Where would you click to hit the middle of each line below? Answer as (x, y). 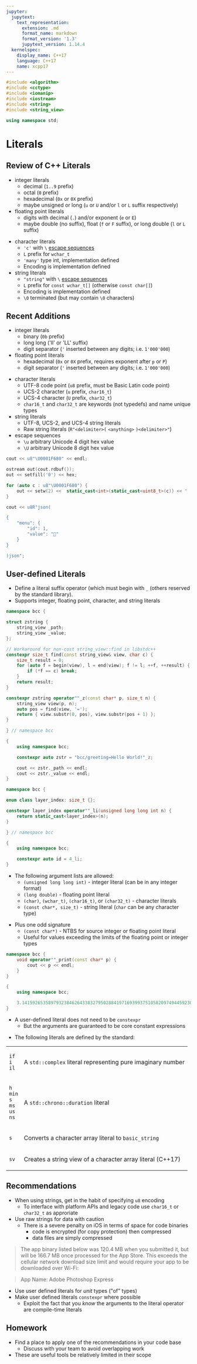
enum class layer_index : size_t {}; (51, 800)
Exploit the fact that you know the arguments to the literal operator (103, 1303)
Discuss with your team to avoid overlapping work (84, 1348)
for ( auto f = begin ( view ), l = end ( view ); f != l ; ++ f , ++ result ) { (103, 666)
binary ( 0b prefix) (44, 337)
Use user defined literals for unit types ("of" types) (76, 1290)
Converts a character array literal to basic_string (91, 1138)
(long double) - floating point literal (66, 895)
